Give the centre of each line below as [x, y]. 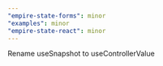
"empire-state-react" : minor [57, 31]
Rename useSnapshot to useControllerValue [81, 54]
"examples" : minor [39, 23]
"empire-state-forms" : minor [57, 16]
